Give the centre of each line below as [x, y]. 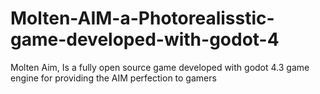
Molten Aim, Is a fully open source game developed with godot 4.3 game [160, 67]
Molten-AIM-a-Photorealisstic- [142, 18]
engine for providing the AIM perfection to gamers [113, 78]
